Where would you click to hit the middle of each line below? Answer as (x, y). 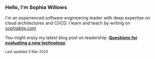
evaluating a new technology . (36, 43)
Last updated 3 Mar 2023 (27, 52)
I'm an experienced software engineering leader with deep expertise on (78, 18)
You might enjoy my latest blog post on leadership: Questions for (71, 38)
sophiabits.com (21, 28)
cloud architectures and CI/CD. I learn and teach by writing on (68, 23)
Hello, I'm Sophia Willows (36, 7)
